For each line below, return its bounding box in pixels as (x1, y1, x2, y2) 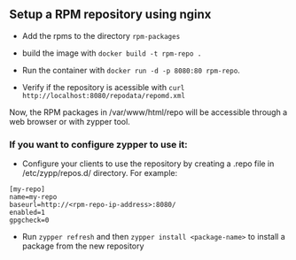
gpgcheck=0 (9, 216, 50, 225)
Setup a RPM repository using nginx (9, 7, 212, 22)
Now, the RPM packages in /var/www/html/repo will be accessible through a (9, 106, 288, 118)
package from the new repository (21, 241, 144, 251)
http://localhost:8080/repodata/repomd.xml (21, 91, 186, 100)
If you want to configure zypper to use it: (9, 138, 188, 150)
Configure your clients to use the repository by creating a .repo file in (21, 158, 275, 169)
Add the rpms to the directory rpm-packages (21, 30, 181, 41)
